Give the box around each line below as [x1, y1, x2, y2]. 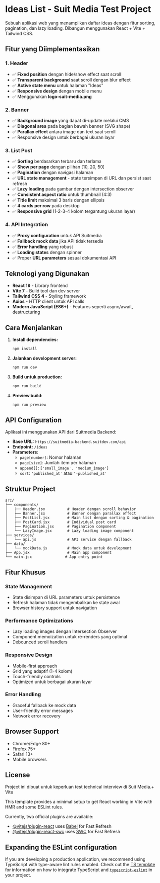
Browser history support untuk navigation [12, 605, 98, 611]
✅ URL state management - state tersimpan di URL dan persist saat [12, 175, 151, 181]
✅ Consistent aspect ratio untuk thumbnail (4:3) [12, 191, 112, 197]
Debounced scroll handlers [12, 639, 68, 645]
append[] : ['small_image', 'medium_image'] [19, 465, 109, 471]
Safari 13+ [12, 751, 33, 757]
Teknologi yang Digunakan [5, 269, 90, 278]
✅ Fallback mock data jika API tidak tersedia [12, 238, 104, 244]
